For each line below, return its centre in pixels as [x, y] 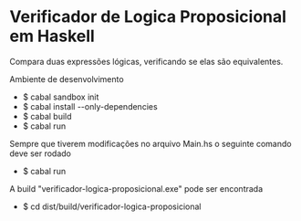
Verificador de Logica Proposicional [148, 17]
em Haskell [52, 36]
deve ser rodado [40, 153]
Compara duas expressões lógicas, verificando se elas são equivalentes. [146, 61]
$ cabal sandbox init [61, 97]
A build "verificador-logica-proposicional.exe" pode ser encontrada [136, 188]
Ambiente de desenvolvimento [67, 79]
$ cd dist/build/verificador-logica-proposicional [112, 206]
